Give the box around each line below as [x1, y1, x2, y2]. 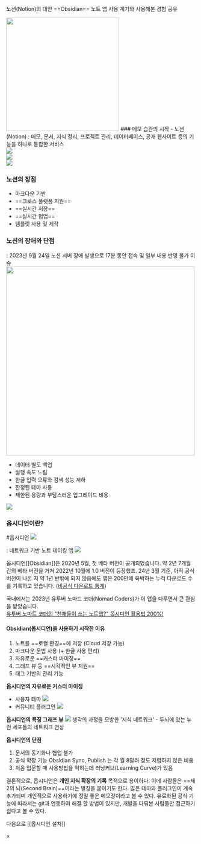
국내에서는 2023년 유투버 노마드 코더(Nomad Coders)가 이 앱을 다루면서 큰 [6, 594, 185, 602]
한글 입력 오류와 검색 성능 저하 [14, 476, 86, 483]
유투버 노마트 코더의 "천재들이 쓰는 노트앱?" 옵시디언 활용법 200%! [6, 610, 164, 617]
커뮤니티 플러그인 [14, 703, 56, 710]
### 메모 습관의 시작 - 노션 [120, 126, 185, 132]
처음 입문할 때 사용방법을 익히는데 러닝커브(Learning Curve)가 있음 [14, 764, 173, 772]
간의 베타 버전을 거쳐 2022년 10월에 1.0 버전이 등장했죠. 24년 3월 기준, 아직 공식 [6, 567, 195, 574]
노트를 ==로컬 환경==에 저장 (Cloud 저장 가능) [14, 640, 125, 647]
